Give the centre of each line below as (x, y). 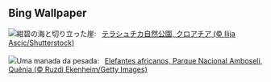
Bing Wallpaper (48, 13)
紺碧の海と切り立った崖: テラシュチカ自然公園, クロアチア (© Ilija (126, 33)
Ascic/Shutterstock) (42, 43)
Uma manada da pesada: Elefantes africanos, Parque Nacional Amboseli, (140, 60)
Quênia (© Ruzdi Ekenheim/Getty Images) (78, 69)
